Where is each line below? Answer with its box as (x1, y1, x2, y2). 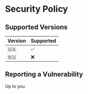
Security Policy (5, 3, 68, 15)
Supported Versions (5, 23, 67, 31)
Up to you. (5, 83, 26, 89)
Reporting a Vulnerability (5, 70, 83, 79)
